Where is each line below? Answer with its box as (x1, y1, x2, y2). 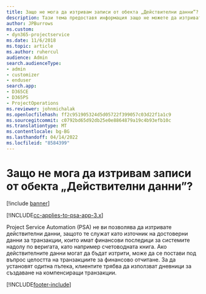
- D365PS (6, 94, 29, 100)
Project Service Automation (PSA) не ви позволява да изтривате (6, 223, 172, 230)
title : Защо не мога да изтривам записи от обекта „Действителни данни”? (6, 9, 199, 15)
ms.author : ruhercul (6, 49, 59, 55)
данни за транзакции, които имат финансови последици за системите (6, 236, 190, 244)
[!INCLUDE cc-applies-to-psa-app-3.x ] (6, 211, 104, 219)
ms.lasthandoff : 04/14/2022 (6, 134, 78, 141)
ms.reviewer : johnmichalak (6, 105, 75, 112)
